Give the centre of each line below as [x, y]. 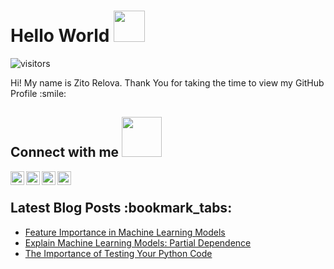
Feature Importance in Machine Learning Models [125, 232]
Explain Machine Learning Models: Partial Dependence [138, 242]
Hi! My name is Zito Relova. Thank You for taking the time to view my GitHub [167, 82]
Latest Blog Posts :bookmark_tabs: [121, 208]
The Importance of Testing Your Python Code [118, 253]
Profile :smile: [38, 93]
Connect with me [65, 152]
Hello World [60, 36]
